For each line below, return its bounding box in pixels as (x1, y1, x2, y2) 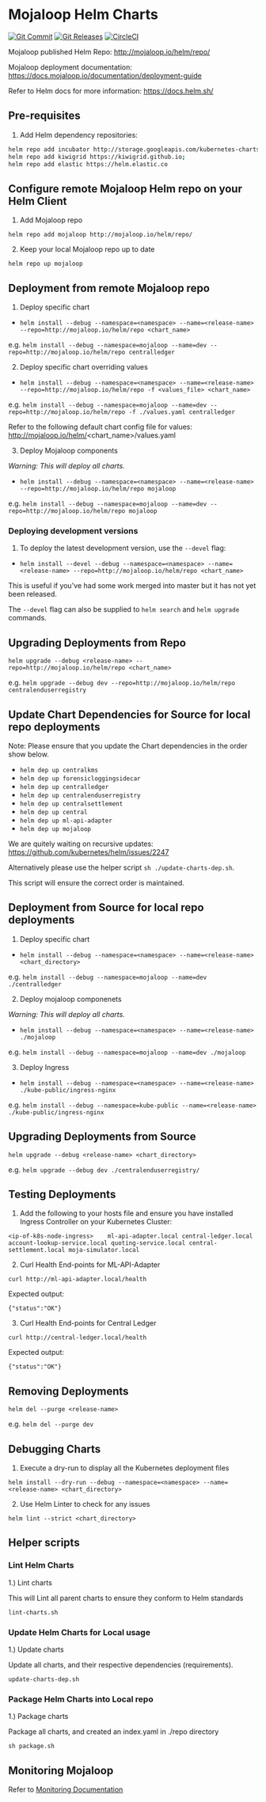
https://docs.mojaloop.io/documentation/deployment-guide (8, 70, 202, 80)
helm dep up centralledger (19, 783, 109, 791)
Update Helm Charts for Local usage (8, 1626, 150, 1637)
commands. (8, 613, 47, 623)
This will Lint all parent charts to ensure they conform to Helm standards (8, 1593, 244, 1603)
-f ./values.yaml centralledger (128, 408, 236, 416)
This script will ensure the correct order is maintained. (8, 878, 184, 887)
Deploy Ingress (19, 1062, 70, 1072)
